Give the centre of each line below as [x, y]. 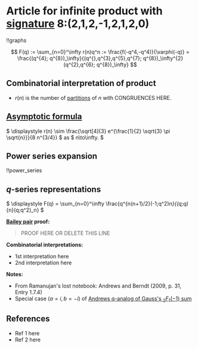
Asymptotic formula [44, 117]
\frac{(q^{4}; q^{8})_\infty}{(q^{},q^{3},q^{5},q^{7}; [79, 58]
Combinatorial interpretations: [45, 245]
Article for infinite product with [84, 11]
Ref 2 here [27, 340]
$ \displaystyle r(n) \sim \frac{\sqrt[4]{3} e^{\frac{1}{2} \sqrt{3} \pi [88, 131]
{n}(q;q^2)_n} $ [25, 210]
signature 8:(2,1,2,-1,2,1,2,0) [78, 24]
